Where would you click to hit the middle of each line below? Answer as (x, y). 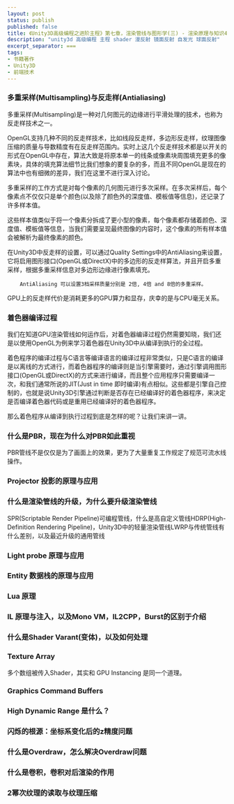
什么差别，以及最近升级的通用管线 (56, 535)
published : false (32, 27)
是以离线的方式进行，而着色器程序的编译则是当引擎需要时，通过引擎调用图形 (117, 366)
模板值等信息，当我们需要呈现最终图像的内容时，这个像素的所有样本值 (126, 228)
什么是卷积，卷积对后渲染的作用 (61, 773)
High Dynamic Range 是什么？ (58, 711)
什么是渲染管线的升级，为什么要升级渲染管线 (82, 502)
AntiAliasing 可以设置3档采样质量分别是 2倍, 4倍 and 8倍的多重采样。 (113, 284)
